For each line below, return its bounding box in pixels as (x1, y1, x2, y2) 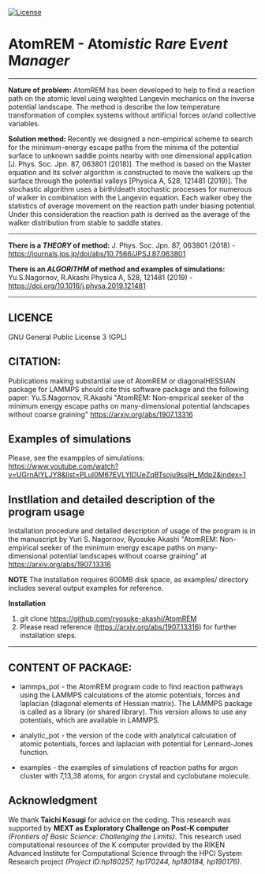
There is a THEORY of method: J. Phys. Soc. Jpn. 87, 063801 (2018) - (8, 241, 236, 250)
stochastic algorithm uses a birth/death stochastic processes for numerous (8, 184, 252, 193)
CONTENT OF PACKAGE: (8, 661, 132, 674)
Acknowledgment (8, 794, 98, 808)
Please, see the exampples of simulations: (8, 454, 145, 463)
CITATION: (8, 355, 62, 368)
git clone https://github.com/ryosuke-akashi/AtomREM (19, 614, 197, 623)
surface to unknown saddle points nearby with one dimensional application (8, 151, 252, 160)
